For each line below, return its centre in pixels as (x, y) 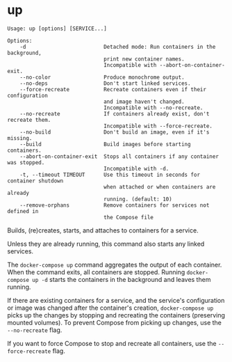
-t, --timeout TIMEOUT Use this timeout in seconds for (110, 175)
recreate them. (29, 120)
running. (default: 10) (138, 199)
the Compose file (129, 217)
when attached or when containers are (159, 187)
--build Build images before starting (105, 144)
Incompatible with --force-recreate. (158, 126)
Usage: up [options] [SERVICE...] (57, 29)
